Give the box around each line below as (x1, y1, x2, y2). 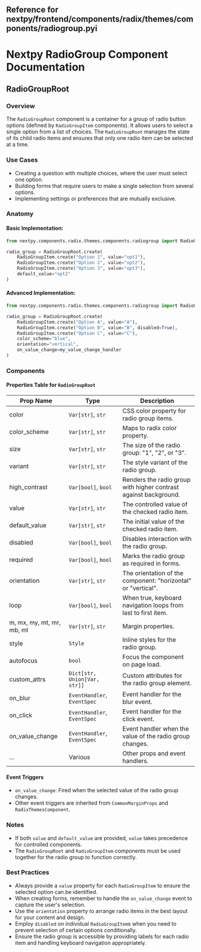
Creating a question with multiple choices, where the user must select (14, 169, 187, 177)
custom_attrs (9, 676, 46, 684)
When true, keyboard (122, 594, 182, 602)
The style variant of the (122, 458, 188, 467)
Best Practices (6, 868, 50, 877)
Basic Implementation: (6, 224, 64, 232)
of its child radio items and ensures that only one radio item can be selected (6, 135, 193, 142)
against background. (122, 491, 181, 499)
